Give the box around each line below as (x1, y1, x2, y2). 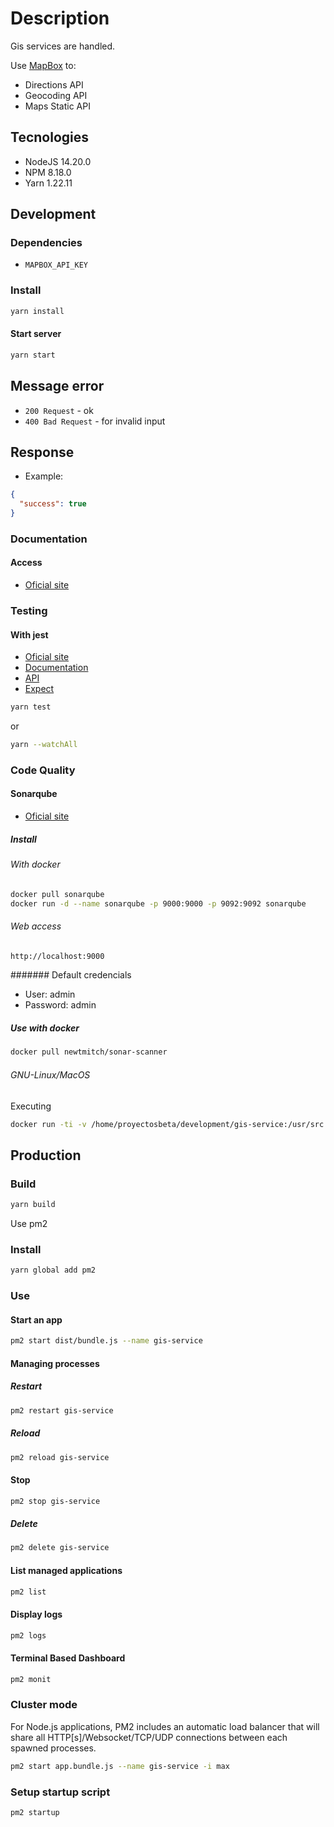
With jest (10, 628, 49, 641)
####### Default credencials (10, 969, 132, 981)
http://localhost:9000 (10, 951, 105, 961)
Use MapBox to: (10, 59, 77, 71)
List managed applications (10, 1564, 123, 1576)
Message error (10, 378, 105, 395)
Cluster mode (10, 1698, 78, 1712)
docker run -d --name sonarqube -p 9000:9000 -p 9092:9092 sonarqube (10, 898, 307, 909)
